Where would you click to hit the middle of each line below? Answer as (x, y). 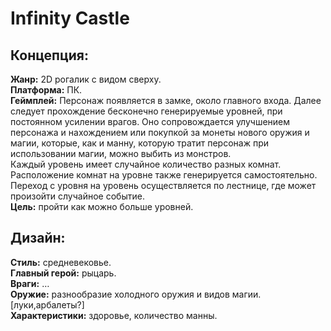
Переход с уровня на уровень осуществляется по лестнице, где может (163, 185)
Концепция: (49, 55)
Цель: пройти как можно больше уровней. (102, 206)
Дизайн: (38, 238)
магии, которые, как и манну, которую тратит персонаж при (140, 143)
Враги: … (30, 283)
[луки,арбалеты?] (47, 304)
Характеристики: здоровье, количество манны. (114, 315)
